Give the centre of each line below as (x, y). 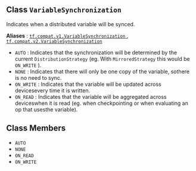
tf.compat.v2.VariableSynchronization (54, 41)
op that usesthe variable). (46, 109)
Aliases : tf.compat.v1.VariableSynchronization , (67, 36)
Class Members (36, 128)
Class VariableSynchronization (64, 10)
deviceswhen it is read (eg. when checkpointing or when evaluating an (102, 103)
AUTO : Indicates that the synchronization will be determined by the (96, 52)
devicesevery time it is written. (52, 90)
